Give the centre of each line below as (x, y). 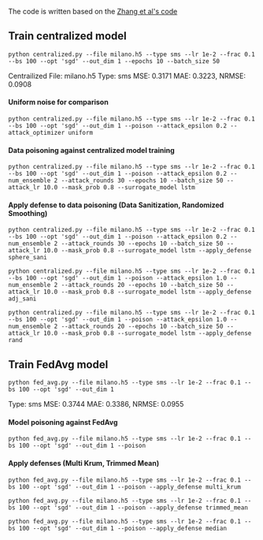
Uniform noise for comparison (58, 102)
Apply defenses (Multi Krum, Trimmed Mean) (84, 464)
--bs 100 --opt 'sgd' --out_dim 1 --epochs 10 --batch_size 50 (114, 61)
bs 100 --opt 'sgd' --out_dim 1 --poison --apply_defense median (117, 528)
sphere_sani (28, 258)
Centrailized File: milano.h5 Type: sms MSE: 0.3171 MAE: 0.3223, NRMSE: (127, 76)
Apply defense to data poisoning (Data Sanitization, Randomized (116, 205)
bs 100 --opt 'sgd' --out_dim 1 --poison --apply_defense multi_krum (125, 487)
